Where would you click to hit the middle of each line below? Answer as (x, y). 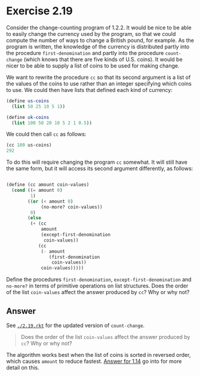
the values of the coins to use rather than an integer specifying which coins (99, 83)
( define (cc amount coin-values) (48, 185)
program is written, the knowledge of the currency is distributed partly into (98, 47)
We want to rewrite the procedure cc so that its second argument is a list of (99, 77)
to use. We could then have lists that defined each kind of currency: (90, 90)
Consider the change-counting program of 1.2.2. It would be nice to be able (99, 27)
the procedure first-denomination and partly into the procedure (85, 53)
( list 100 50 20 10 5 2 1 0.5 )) (52, 123)
